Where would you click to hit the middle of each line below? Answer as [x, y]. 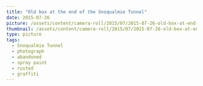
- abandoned [27, 57]
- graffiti [25, 74]
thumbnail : [20, 29]
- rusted [23, 68]
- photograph [28, 51]
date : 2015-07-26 [28, 18]
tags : [13, 40]
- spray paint [29, 62]
